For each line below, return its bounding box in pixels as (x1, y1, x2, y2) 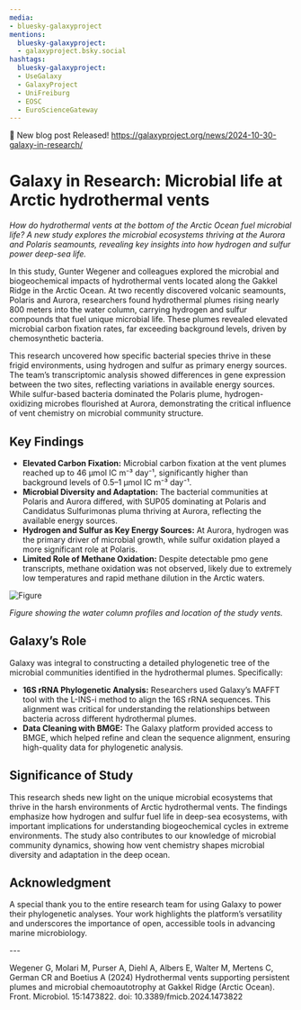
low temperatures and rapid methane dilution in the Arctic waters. (22, 573, 265, 583)
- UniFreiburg (17, 88, 70, 97)
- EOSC (17, 96, 42, 106)
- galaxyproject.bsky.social (17, 47, 127, 56)
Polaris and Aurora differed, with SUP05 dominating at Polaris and (22, 496, 267, 507)
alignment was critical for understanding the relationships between (22, 703, 270, 714)
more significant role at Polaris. (22, 544, 138, 555)
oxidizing (9, 398, 43, 410)
